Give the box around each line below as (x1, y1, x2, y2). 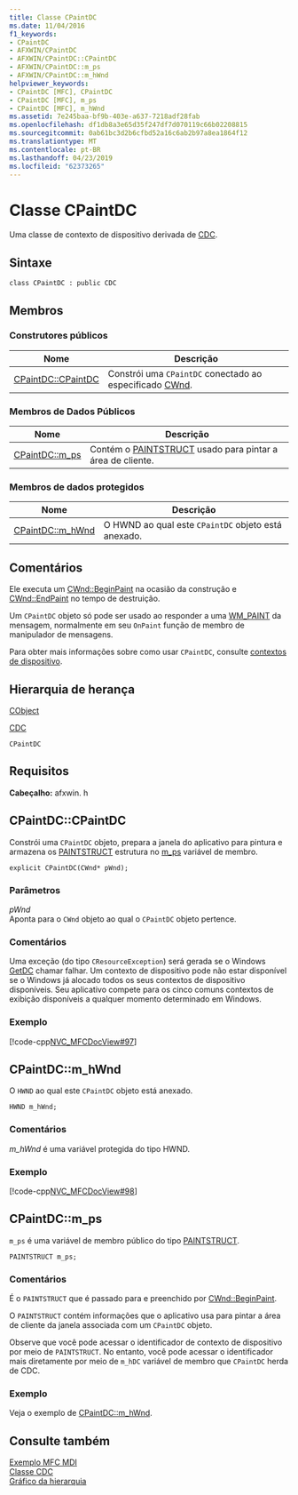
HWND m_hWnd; (9, 1103, 58, 1112)
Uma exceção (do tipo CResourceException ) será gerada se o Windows (9, 956, 266, 967)
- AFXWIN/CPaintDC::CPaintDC (9, 54, 117, 63)
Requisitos (9, 763, 69, 779)
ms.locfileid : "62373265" (9, 162, 105, 171)
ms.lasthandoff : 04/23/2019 (9, 153, 114, 163)
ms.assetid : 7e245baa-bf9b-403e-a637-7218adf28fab (9, 112, 200, 121)
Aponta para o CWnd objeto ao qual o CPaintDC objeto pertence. (9, 913, 237, 924)
